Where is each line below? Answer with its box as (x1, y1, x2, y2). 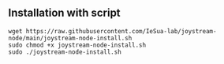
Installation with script (8, 6, 121, 20)
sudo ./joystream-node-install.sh (8, 47, 122, 56)
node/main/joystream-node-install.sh (8, 34, 133, 42)
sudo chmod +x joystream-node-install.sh (8, 41, 147, 49)
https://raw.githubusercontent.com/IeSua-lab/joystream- (25, 27, 217, 35)
